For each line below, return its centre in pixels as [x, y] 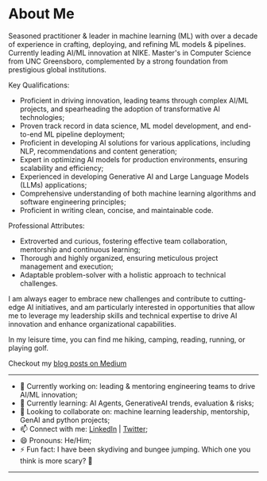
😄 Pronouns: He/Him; [56, 440]
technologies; [42, 117]
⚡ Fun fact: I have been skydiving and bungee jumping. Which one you [135, 449]
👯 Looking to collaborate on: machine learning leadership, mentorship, [135, 411]
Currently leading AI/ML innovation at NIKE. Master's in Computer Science [130, 52]
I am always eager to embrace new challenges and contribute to [113, 298]
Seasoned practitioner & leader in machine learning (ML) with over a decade [133, 36]
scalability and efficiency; [62, 168]
